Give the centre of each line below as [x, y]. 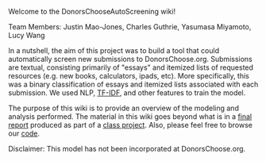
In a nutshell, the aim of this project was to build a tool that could [114, 50]
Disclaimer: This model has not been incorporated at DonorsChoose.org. [127, 149]
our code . [24, 133]
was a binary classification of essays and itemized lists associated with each [133, 84]
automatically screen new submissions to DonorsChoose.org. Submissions [130, 59]
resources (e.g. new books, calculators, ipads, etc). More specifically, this [129, 76]
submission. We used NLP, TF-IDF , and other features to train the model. [127, 93]
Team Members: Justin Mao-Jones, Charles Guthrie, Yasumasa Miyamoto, [130, 27]
